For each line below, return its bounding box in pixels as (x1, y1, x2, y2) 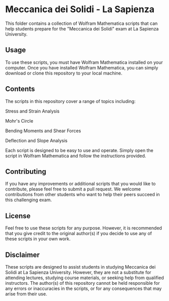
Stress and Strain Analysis (5, 108, 60, 114)
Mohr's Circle (5, 118, 34, 124)
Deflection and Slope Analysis (5, 137, 68, 143)
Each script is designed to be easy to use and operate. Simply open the (5, 147, 154, 153)
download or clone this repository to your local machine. (5, 70, 123, 76)
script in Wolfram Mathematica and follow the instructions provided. (5, 153, 146, 159)
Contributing (5, 167, 46, 176)
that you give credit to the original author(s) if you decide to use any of (5, 231, 152, 237)
